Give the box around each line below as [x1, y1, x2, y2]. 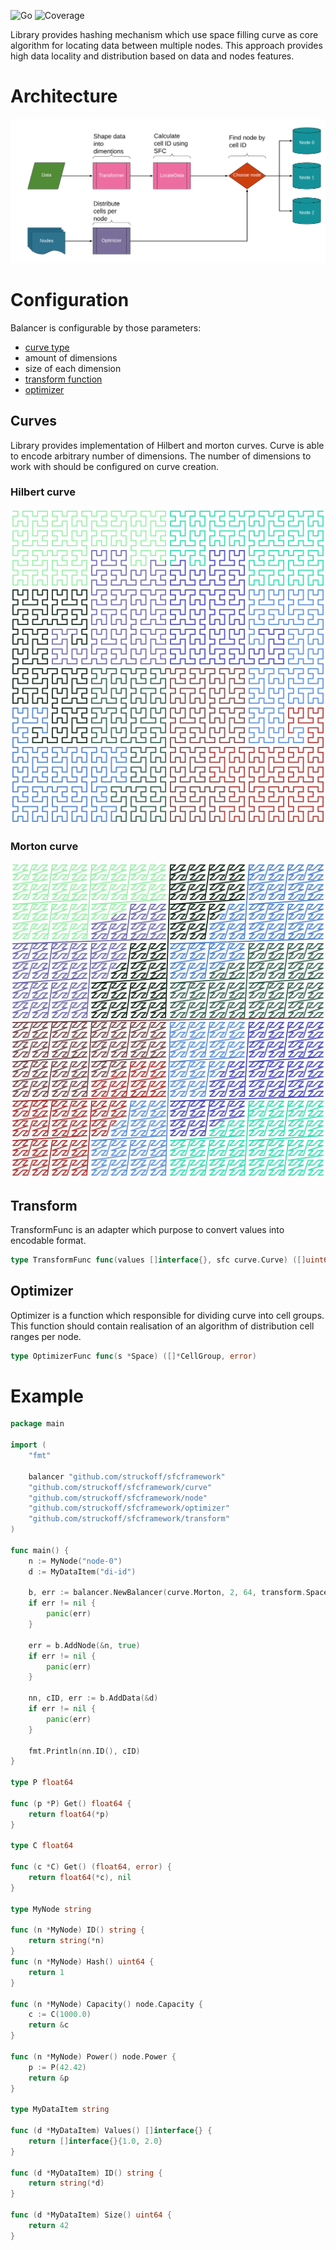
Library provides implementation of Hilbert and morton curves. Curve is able [10, 439, 325, 451]
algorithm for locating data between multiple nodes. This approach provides [10, 40, 323, 51]
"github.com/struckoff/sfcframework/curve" [28, 1482, 213, 1492]
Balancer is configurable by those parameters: [10, 321, 202, 334]
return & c [28, 2020, 70, 2030]
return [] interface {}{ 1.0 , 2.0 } [28, 2136, 163, 2146]
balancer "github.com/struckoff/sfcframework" [28, 1471, 226, 1482]
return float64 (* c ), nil [28, 1873, 132, 1883]
